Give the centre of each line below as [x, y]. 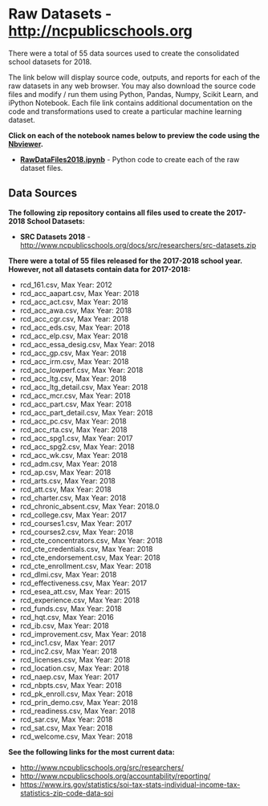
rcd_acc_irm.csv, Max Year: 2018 [74, 361]
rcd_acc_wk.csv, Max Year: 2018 [74, 455]
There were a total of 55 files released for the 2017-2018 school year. [126, 261]
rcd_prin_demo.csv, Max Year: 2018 [79, 702]
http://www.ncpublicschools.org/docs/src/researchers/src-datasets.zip [138, 245]
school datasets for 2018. [50, 62]
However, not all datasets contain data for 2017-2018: [99, 269]
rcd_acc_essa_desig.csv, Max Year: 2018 [87, 344]
